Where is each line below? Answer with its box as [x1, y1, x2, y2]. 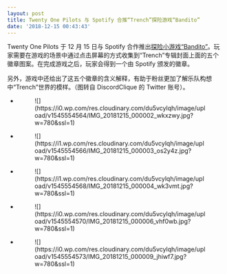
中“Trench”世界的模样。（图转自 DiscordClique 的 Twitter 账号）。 [7, 83, 189, 92]
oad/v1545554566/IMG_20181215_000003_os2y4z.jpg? [34, 147, 192, 155]
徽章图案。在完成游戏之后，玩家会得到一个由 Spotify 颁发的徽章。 [7, 60, 194, 68]
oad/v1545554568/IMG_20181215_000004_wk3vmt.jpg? [34, 182, 194, 190]
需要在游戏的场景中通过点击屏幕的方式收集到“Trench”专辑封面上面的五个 [12, 51, 219, 59]
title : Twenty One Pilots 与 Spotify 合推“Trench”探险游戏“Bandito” [7, 17, 201, 23]
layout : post [7, 10, 45, 17]
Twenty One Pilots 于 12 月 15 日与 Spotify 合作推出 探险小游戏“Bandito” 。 [7, 43, 215, 51]
